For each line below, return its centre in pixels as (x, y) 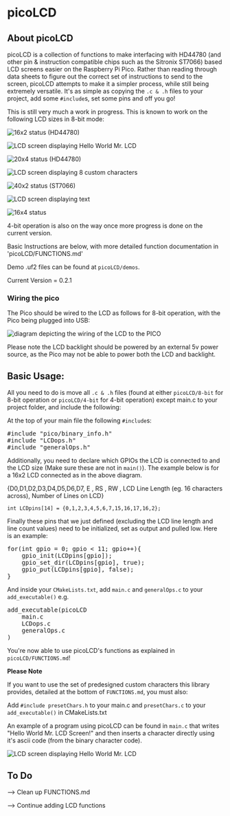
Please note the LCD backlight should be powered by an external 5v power (113, 347)
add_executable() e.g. (38, 597)
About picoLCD (40, 38)
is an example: (27, 536)
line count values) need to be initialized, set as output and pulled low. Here (112, 528)
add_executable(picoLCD (47, 610)
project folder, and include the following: (64, 407)
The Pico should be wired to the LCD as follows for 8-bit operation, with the (114, 313)
